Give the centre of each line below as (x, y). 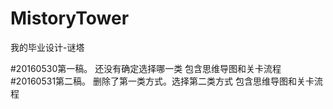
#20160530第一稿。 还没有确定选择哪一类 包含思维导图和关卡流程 (146, 68)
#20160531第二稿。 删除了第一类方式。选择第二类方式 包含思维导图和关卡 (162, 81)
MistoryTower (70, 18)
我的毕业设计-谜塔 (47, 47)
